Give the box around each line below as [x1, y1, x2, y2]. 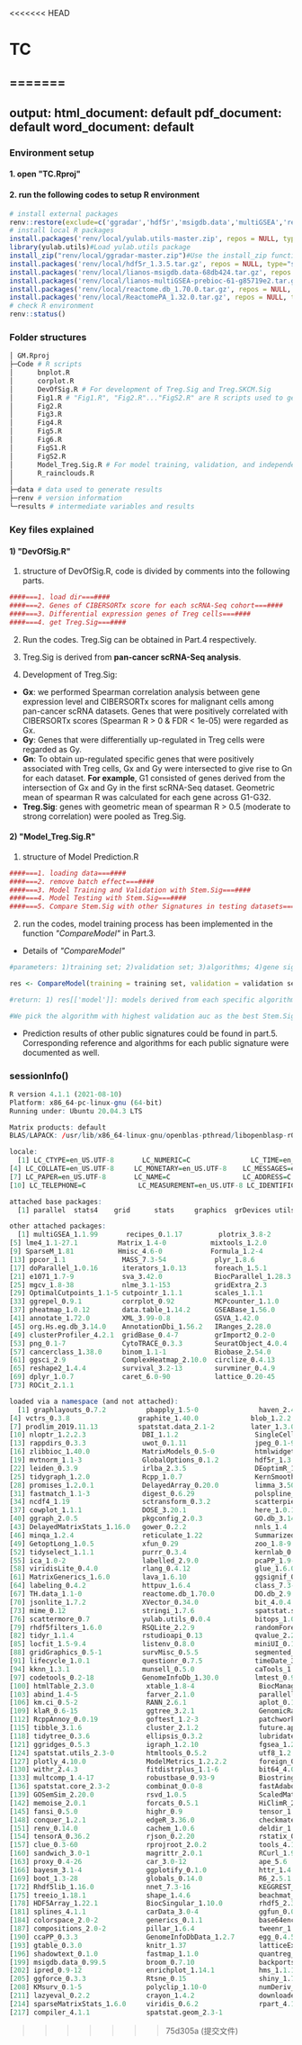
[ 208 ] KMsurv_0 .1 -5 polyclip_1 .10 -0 [9, 1983, 207, 1992]
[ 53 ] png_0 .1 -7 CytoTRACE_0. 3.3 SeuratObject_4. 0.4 [9, 1338, 288, 1348]
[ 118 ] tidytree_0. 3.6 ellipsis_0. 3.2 [9, 1732, 203, 1741]
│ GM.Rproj [9, 351, 50, 361]
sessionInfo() [9, 1069, 69, 1082]
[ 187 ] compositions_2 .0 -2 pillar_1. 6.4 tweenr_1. [9, 1924, 296, 1933]
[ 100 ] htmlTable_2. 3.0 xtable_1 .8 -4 [9, 1681, 195, 1690]
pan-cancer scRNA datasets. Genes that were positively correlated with [22, 706, 289, 716]
